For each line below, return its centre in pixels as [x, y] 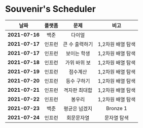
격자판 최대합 [78, 90]
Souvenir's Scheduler [51, 9]
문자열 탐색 [117, 118]
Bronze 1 [116, 108]
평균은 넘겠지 [78, 108]
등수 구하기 [78, 81]
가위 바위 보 [78, 62]
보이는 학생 [78, 53]
